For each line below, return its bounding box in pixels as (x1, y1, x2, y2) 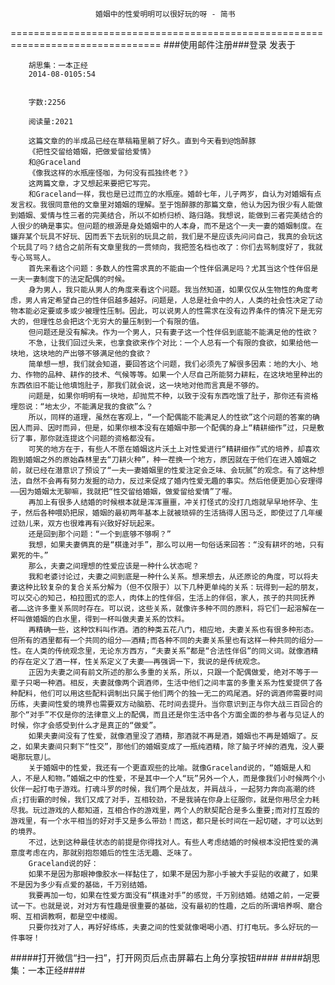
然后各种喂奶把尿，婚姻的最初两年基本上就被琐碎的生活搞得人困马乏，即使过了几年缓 (24, 508, 323, 518)
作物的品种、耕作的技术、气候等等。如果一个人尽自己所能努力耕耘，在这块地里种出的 (24, 370, 323, 380)
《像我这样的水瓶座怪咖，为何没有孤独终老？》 (28, 168, 193, 178)
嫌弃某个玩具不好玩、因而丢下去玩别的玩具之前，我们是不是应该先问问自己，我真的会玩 (10, 232, 316, 242)
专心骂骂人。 (10, 253, 56, 263)
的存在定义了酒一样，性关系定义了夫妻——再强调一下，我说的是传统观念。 (10, 657, 265, 667)
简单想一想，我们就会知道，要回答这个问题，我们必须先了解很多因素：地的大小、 (28, 359, 312, 369)
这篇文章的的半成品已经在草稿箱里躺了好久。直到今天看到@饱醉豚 (28, 136, 257, 146)
